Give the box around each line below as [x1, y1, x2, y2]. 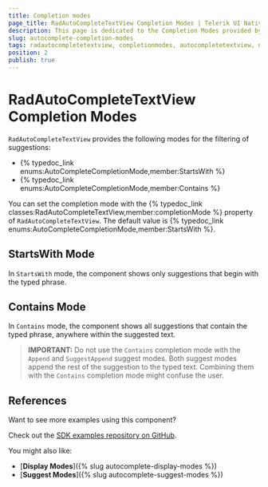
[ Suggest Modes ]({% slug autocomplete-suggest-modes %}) [19, 470, 223, 480]
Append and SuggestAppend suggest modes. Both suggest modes [27, 354, 238, 363]
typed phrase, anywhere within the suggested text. [8, 330, 175, 339]
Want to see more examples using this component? [8, 415, 177, 425]
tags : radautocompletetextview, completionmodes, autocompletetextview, [8, 42, 255, 49]
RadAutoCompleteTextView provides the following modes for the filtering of [8, 133, 250, 144]
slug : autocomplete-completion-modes [8, 34, 134, 42]
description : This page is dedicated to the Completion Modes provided [8, 26, 251, 34]
